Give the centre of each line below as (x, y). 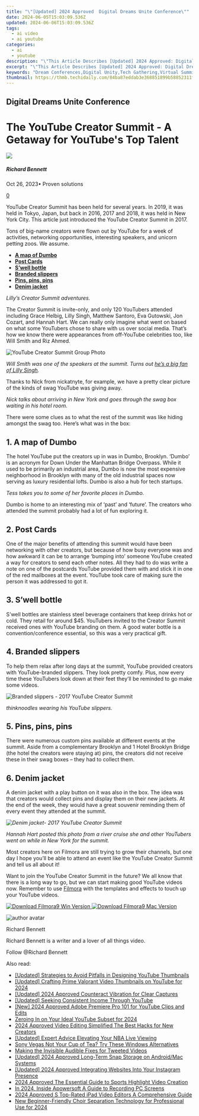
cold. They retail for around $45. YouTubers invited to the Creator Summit (96, 620)
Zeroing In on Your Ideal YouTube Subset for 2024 (76, 1019)
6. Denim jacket (36, 778)
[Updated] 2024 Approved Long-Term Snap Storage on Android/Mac (99, 1057)
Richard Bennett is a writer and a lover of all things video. (76, 941)
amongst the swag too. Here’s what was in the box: (68, 423)
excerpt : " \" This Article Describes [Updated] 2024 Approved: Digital (95, 67)
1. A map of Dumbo (41, 442)
